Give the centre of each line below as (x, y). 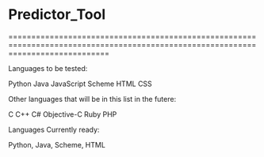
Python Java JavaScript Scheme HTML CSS (80, 84)
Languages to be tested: (48, 68)
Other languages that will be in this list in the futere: (92, 99)
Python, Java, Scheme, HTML (57, 144)
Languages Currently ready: (54, 129)
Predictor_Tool (57, 15)
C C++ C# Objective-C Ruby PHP (63, 114)
